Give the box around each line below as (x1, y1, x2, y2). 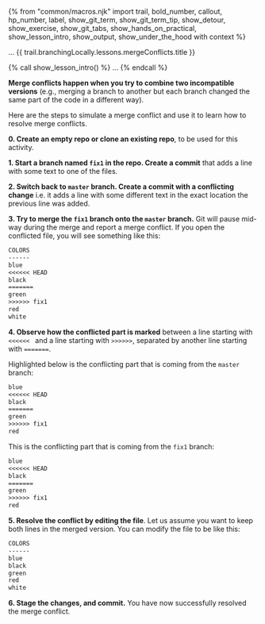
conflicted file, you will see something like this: (8, 231, 161, 241)
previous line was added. (8, 198, 90, 208)
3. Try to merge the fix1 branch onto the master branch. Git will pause (8, 214, 240, 223)
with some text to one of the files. (8, 167, 118, 175)
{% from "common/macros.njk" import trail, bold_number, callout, (8, 7, 223, 16)
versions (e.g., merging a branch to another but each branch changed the (8, 87, 251, 96)
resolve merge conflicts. (8, 119, 87, 128)
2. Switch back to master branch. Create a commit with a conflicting (8, 182, 234, 191)
